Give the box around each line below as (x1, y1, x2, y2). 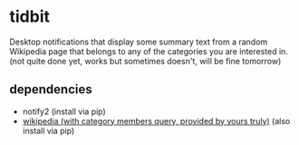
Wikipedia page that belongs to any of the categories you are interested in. (9, 45, 288, 56)
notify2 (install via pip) (22, 106, 106, 117)
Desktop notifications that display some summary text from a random (9, 36, 268, 47)
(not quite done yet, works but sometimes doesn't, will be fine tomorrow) (9, 55, 282, 66)
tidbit (9, 6, 50, 27)
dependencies (9, 82, 92, 97)
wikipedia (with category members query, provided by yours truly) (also (22, 115, 291, 126)
